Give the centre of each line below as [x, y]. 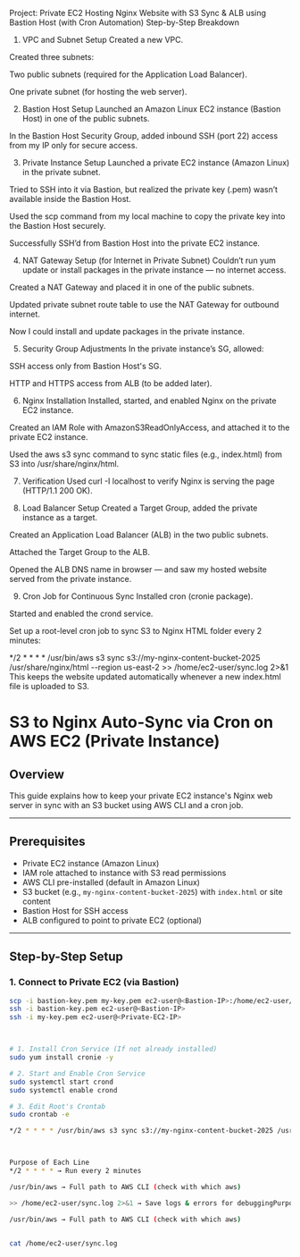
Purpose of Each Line [50, 1163]
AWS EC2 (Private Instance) [115, 742]
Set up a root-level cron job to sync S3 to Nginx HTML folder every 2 [135, 631]
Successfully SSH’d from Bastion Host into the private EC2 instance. [135, 243]
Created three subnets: [52, 57]
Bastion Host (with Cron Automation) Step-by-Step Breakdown [124, 22]
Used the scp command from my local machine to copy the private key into [147, 216]
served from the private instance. [71, 579]
